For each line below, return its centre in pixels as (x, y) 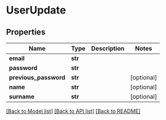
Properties (26, 32)
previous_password (37, 77)
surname (22, 96)
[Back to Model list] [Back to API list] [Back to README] (73, 111)
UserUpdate (36, 10)
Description (108, 49)
